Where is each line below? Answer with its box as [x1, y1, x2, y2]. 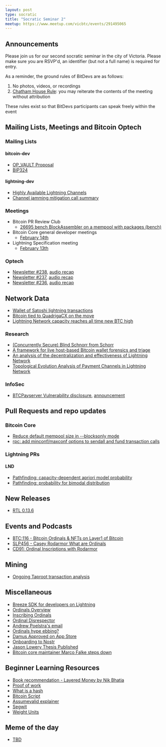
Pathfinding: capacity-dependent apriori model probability [12, 474, 132, 480]
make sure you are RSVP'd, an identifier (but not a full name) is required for [5, 58, 160, 64]
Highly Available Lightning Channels [12, 189, 86, 195]
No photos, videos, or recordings [12, 83, 81, 89]
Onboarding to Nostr [12, 638, 55, 644]
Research [5, 330, 29, 337]
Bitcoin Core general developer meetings [12, 229, 97, 235]
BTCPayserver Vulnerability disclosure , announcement [12, 392, 125, 398]
